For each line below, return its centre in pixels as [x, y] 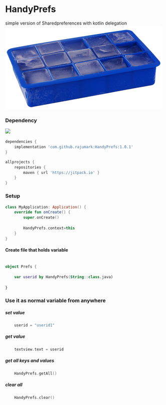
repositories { [30, 167]
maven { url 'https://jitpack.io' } [61, 172]
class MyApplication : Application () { [46, 207]
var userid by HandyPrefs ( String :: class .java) [64, 277]
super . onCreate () [41, 218]
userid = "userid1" [35, 325]
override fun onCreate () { [42, 212]
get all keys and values [30, 361]
